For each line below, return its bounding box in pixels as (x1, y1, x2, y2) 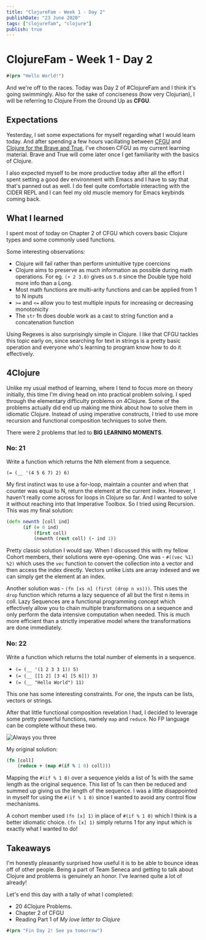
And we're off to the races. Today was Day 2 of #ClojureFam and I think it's (6, 84, 196, 92)
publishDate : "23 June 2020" (6, 15, 81, 21)
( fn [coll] (6, 757, 34, 764)
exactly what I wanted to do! (6, 825, 78, 832)
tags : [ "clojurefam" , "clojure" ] (6, 20, 92, 26)
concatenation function (15, 318, 75, 326)
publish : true (6, 26, 43, 33)
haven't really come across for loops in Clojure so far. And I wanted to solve (6, 493, 197, 501)
